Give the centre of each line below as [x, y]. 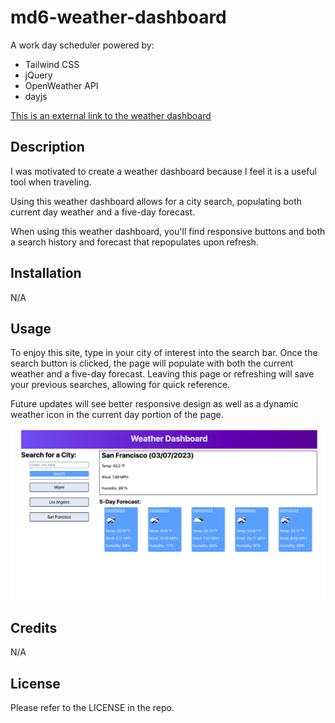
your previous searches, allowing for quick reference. [120, 385]
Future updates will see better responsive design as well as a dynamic [154, 404]
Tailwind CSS [52, 64]
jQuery [38, 75]
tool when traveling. [51, 182]
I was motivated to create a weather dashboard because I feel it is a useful [163, 171]
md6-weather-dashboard [118, 17]
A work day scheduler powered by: [82, 45]
